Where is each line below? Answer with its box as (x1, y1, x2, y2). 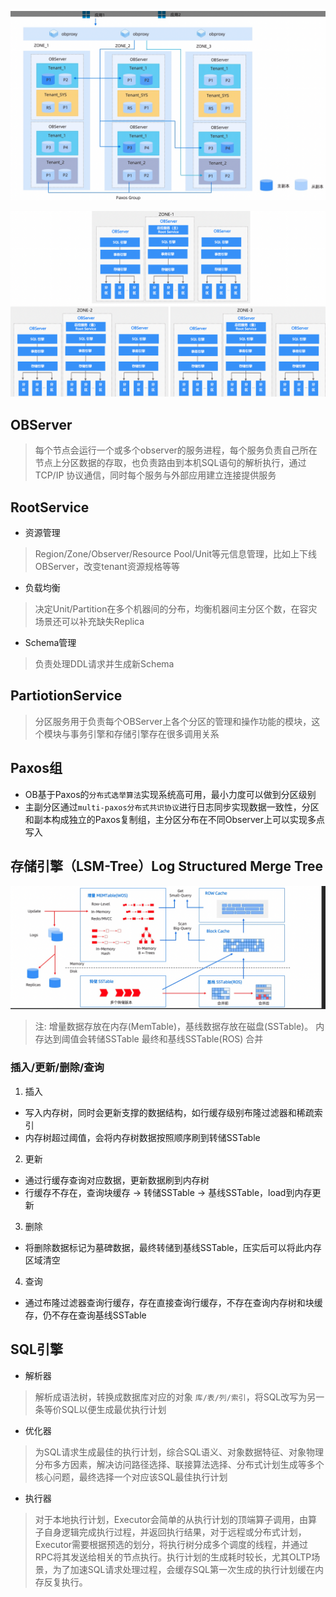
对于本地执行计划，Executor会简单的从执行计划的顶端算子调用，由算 (34, 1513, 318, 1525)
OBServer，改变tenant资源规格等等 (34, 561, 180, 573)
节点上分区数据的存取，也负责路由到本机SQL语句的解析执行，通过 (34, 457, 307, 469)
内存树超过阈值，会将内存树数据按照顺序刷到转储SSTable (24, 1131, 261, 1143)
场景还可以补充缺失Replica (34, 616, 145, 628)
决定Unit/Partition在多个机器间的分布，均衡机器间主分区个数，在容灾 (34, 603, 318, 615)
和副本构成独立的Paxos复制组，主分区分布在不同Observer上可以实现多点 (24, 813, 326, 825)
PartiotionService (10, 687, 123, 705)
